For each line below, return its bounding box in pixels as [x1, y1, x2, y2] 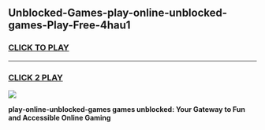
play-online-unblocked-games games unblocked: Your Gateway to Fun [8, 104, 246, 113]
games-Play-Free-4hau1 [8, 19, 131, 32]
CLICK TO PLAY [8, 43, 69, 54]
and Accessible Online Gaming [8, 113, 111, 122]
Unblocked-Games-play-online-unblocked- [8, 6, 227, 20]
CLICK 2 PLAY [8, 72, 63, 83]
